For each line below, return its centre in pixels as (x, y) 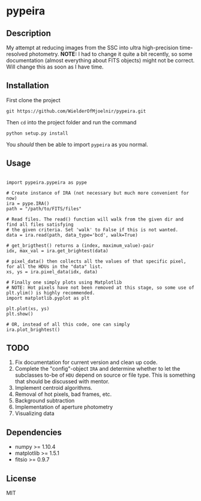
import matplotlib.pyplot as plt (48, 298)
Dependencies (34, 432)
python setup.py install (37, 133)
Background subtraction (45, 401)
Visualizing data (35, 413)
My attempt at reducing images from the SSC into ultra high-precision (92, 47)
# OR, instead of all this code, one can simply (68, 324)
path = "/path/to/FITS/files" (44, 208)
